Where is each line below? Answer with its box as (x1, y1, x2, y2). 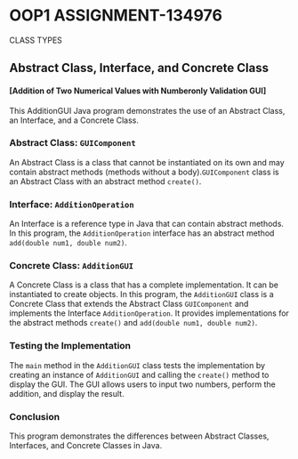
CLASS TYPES (9, 35, 62, 45)
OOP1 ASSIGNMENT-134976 (9, 5, 222, 26)
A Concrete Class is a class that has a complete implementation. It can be (9, 279, 278, 290)
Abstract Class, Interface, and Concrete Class (9, 60, 270, 76)
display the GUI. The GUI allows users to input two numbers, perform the (9, 379, 276, 390)
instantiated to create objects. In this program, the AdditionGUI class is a (9, 289, 274, 300)
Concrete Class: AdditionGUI (9, 260, 134, 272)
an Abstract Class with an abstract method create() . (9, 175, 202, 187)
